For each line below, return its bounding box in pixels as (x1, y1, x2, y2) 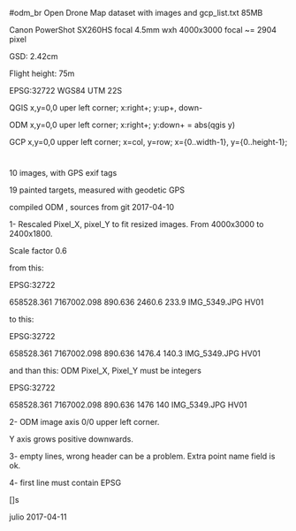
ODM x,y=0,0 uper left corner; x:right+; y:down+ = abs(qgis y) (9, 119, 236, 130)
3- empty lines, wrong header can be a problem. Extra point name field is (9, 451, 276, 462)
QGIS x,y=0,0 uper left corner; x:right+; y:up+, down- (9, 102, 203, 113)
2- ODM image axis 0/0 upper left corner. (9, 417, 160, 428)
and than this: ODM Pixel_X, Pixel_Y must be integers (9, 366, 201, 376)
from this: (9, 262, 44, 273)
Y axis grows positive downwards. (9, 434, 134, 444)
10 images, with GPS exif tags (9, 168, 118, 178)
